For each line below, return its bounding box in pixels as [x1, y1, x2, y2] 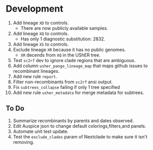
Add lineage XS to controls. [13, 41, 69, 47]
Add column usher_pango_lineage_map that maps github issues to [13, 63, 148, 69]
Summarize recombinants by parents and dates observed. [13, 117, 134, 124]
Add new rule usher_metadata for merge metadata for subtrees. [13, 89, 144, 95]
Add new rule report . [13, 73, 58, 79]
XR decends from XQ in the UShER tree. [20, 52, 100, 58]
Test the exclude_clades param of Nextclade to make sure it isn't [13, 133, 147, 139]
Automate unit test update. [13, 128, 69, 134]
